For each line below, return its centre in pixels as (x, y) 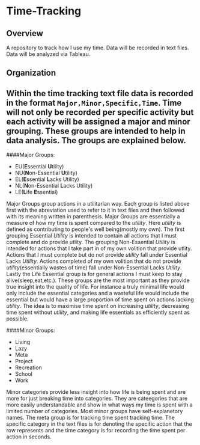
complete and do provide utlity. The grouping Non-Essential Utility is (91, 242)
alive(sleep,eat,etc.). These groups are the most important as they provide (98, 280)
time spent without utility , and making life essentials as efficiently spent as (98, 312)
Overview (25, 33)
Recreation (28, 367)
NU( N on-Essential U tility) (46, 173)
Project (24, 361)
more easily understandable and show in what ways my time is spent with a (100, 405)
